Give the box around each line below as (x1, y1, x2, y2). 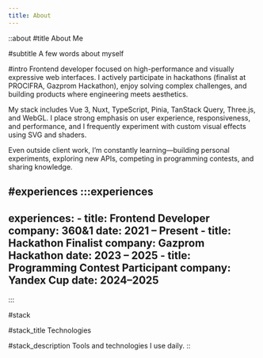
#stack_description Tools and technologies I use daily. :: (8, 341, 191, 350)
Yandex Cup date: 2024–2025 (8, 274, 159, 288)
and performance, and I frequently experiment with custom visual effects (8, 121, 247, 131)
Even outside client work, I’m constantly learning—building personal (8, 145, 230, 154)
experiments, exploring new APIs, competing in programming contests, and (8, 154, 254, 163)
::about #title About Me (8, 33, 83, 43)
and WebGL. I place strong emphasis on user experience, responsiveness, (8, 112, 251, 123)
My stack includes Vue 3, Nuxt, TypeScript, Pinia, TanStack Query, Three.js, (8, 105, 256, 114)
